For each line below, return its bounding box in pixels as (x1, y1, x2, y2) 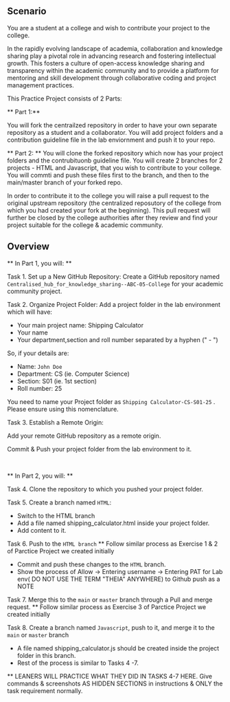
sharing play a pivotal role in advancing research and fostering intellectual (7, 52, 216, 60)
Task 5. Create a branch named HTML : (7, 498, 112, 507)
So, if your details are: (7, 349, 69, 357)
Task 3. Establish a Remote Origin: (7, 418, 104, 426)
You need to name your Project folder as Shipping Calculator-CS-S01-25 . (7, 397, 216, 405)
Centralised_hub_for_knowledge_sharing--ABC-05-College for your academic (7, 279, 224, 288)
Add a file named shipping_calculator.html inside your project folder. (16, 519, 210, 527)
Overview (7, 241, 50, 253)
